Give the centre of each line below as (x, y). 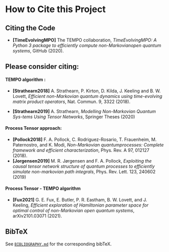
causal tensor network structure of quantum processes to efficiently (83, 166)
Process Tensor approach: (34, 128)
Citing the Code (30, 28)
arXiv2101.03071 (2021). (37, 216)
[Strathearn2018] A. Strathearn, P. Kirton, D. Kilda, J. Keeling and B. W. (87, 91)
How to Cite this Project (55, 9)
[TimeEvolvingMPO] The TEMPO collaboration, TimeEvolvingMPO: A (84, 40)
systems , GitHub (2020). (38, 51)
